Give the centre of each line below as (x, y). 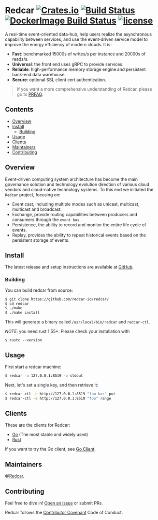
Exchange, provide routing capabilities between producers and (75, 214)
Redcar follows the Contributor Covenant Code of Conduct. (64, 513)
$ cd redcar (17, 303)
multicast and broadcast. (37, 209)
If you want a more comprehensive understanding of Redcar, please (84, 89)
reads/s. (20, 59)
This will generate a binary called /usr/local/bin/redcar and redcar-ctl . (78, 322)
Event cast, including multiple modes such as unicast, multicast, (76, 204)
